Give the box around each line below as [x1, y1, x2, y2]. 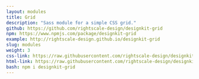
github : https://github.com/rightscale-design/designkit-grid [6, 25, 163, 31]
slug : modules [6, 42, 41, 48]
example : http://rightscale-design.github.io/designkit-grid [6, 36, 161, 42]
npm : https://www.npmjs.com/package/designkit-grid [6, 31, 136, 37]
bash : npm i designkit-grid [6, 64, 76, 70]
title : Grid [6, 14, 36, 20]
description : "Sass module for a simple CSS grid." [6, 20, 136, 26]
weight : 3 [6, 48, 31, 53]
